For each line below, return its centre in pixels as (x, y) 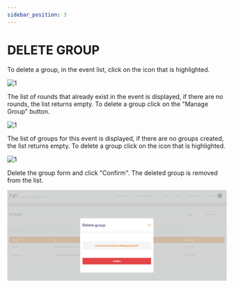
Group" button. (29, 111)
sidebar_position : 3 (37, 15)
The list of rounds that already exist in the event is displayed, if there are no (115, 96)
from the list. (25, 180)
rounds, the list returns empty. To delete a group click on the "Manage (108, 104)
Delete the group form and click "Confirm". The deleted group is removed (112, 173)
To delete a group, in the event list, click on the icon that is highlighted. (109, 69)
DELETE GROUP (54, 50)
